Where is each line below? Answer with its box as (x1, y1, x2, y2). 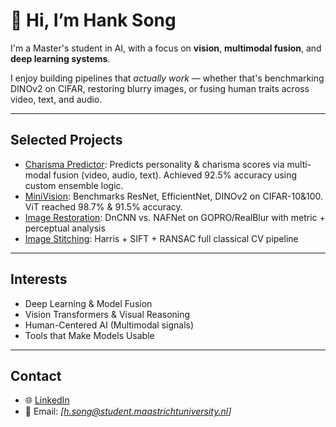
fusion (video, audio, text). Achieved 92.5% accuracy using (53, 169, 298, 181)
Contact (10, 367, 62, 384)
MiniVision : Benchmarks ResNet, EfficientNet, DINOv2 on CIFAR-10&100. (24, 190, 324, 202)
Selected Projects (10, 132, 123, 149)
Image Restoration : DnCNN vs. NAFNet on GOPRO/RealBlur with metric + (24, 211, 326, 223)
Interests (10, 271, 68, 288)
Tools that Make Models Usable (24, 329, 155, 341)
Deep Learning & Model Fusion (24, 297, 153, 309)
